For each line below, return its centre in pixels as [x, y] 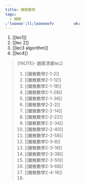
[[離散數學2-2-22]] [44, 117]
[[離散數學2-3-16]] [43, 148]
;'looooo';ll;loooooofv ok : [43, 23]
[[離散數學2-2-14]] [43, 111]
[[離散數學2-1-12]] [43, 80]
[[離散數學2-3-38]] [44, 154]
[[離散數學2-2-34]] [44, 123]
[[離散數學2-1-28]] [43, 92]
